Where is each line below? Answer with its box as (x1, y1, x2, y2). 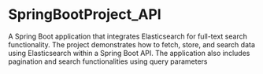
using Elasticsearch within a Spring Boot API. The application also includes (8, 48, 250, 57)
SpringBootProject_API (8, 6, 161, 24)
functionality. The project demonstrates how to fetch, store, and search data (8, 39, 256, 49)
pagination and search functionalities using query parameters (8, 57, 208, 66)
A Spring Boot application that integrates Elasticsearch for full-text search (8, 31, 248, 41)
